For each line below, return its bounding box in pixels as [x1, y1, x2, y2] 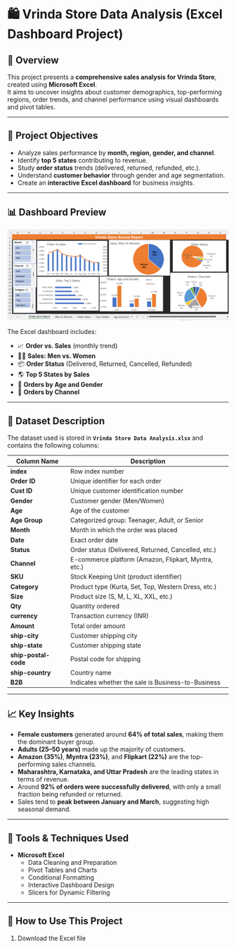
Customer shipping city [70, 631, 138, 639]
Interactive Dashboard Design [27, 881, 114, 889]
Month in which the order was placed [70, 526, 178, 534]
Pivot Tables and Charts [27, 866, 98, 875]
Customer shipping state [70, 641, 142, 650]
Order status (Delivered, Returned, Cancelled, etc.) [70, 545, 216, 554]
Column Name [15, 457, 59, 465]
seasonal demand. [17, 805, 72, 813]
